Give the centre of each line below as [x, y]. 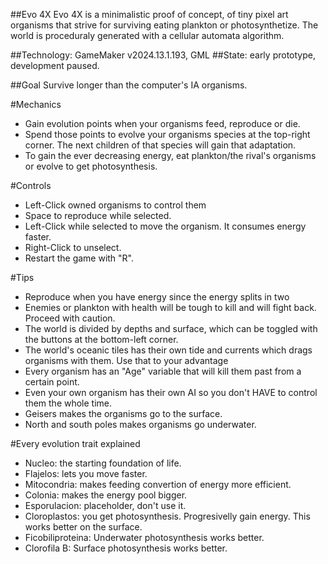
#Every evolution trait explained [75, 443]
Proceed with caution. [70, 318]
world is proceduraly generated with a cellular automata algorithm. [147, 35]
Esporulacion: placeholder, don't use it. [105, 505]
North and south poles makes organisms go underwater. [140, 424]
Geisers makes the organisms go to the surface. [123, 413]
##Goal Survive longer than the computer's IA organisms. [129, 85]
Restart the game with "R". [79, 258]
